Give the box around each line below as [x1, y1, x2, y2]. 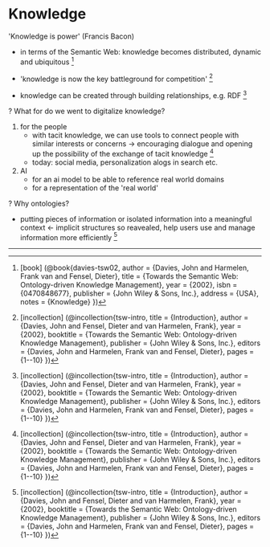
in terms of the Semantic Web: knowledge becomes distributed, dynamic [19, 47, 262, 56]
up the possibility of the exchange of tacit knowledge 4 [31, 147, 215, 158]
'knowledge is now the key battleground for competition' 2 [19, 72, 213, 84]
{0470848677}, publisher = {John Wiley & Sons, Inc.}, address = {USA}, [19, 288, 259, 298]
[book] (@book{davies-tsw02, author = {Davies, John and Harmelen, [19, 263, 249, 273]
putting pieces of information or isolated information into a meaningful [19, 214, 252, 223]
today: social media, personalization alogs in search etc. [31, 157, 219, 167]
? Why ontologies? [8, 198, 70, 208]
